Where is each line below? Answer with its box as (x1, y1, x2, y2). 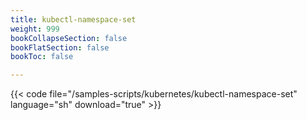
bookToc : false (10, 52, 74, 62)
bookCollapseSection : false (10, 33, 128, 43)
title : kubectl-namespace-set (10, 14, 137, 25)
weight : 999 (10, 24, 60, 34)
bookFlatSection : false (10, 42, 110, 53)
